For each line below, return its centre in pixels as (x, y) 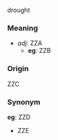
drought (19, 10)
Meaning (23, 28)
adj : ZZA (30, 43)
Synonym (24, 102)
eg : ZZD (19, 117)
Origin (18, 69)
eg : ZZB (39, 51)
